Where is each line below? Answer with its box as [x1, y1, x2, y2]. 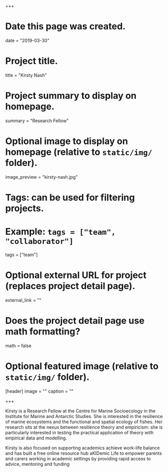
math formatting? [5, 326, 80, 337]
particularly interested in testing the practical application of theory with [5, 429, 154, 435]
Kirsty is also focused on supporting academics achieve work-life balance [5, 445, 160, 451]
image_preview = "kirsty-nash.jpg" [5, 174, 78, 180]
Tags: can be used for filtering [5, 191, 135, 203]
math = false [5, 342, 31, 349]
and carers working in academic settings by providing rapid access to [5, 455, 151, 461]
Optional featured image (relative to [5, 360, 159, 372]
